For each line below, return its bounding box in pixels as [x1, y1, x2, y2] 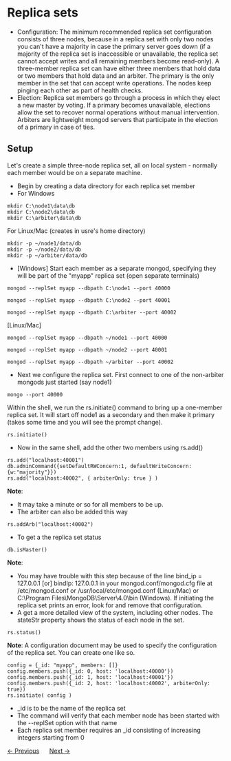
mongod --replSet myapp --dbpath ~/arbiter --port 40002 [7, 358, 174, 365]
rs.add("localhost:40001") [7, 456, 85, 463]
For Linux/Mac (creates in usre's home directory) [7, 226, 146, 235]
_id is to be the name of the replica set [16, 704, 126, 712]
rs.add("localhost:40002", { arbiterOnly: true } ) [7, 474, 158, 482]
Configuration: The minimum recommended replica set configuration [16, 28, 212, 36]
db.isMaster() [7, 546, 48, 553]
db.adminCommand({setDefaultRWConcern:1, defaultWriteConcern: [7, 463, 192, 469]
